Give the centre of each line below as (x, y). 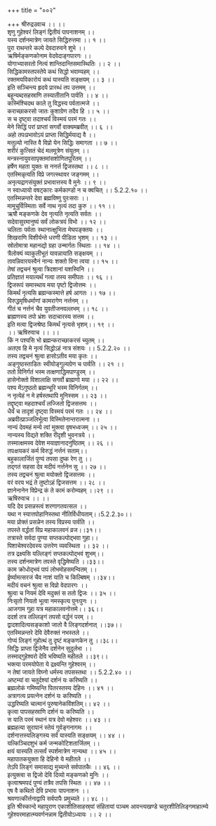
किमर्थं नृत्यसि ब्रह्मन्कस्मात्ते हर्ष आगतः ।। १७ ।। (61, 293)
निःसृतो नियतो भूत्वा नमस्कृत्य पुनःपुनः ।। (52, 601)
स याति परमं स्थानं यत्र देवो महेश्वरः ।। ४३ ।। (59, 720)
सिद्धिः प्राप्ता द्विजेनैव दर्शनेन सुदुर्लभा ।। (50, 648)
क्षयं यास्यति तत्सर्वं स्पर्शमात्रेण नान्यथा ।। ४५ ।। (62, 751)
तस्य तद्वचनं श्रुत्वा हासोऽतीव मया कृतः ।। (53, 356)
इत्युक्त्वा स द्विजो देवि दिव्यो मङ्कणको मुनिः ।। (58, 775)
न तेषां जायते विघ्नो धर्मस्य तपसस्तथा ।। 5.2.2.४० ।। (69, 672)
